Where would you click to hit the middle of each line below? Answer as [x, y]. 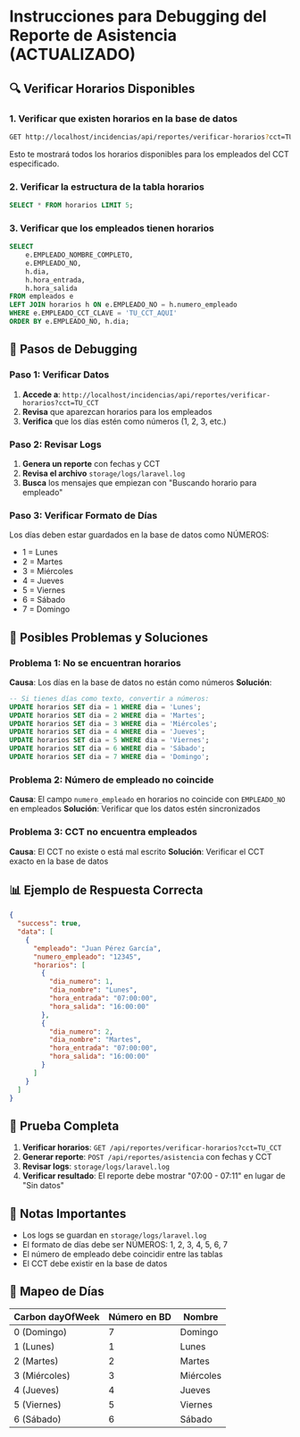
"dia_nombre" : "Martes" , [95, 1040]
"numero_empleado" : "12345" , [87, 957]
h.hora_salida [51, 288]
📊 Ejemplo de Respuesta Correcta [106, 890]
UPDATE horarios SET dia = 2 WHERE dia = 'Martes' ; [107, 715]
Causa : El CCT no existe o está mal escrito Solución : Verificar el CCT [137, 851]
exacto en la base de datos [59, 861]
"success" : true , [50, 924]
